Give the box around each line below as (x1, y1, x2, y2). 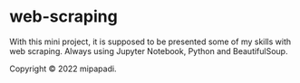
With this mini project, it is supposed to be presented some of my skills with (9, 36, 292, 47)
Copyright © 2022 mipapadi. (9, 63, 117, 74)
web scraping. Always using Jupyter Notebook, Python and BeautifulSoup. (9, 45, 288, 56)
